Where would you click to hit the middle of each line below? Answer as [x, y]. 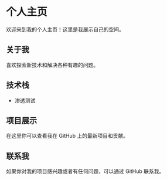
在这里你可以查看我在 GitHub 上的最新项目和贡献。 [67, 136]
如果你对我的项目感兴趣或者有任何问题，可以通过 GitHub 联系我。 [85, 171]
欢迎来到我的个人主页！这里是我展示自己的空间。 [65, 29]
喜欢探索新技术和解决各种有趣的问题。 [52, 64]
